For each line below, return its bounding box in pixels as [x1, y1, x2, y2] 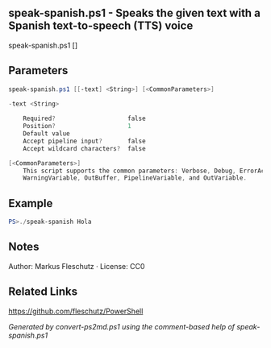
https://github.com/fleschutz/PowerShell [8, 306, 144, 316]
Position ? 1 [23, 122, 131, 130]
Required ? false [23, 114, 147, 123]
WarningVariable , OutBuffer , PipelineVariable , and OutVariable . [23, 174, 248, 182]
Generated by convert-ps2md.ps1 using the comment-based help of [8, 321, 236, 331]
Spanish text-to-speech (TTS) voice [8, 19, 194, 33]
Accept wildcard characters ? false [23, 144, 147, 152]
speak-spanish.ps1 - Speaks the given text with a [8, 6, 261, 20]
